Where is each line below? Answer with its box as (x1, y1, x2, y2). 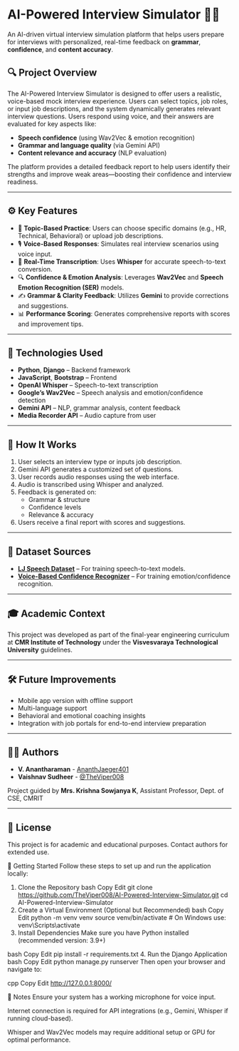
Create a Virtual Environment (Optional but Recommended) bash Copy (17, 906, 224, 915)
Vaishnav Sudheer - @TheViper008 (17, 773, 124, 781)
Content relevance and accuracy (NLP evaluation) (17, 148, 167, 157)
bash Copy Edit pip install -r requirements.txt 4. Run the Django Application (7, 950, 228, 958)
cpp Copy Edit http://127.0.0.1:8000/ (7, 979, 112, 988)
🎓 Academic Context (7, 607, 105, 620)
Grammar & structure (28, 496, 90, 504)
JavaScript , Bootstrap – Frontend (17, 374, 117, 382)
